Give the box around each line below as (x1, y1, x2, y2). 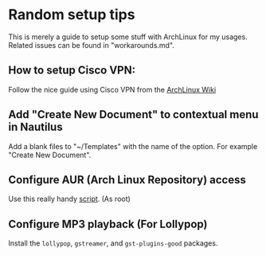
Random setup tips (8, 6, 135, 24)
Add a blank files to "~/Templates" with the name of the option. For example (8, 141, 258, 151)
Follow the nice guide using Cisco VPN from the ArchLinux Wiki (8, 85, 217, 94)
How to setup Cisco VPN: (8, 64, 136, 77)
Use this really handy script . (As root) (8, 194, 131, 204)
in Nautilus (8, 120, 63, 134)
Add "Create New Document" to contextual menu (8, 108, 259, 121)
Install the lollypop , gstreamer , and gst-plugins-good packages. (8, 238, 218, 248)
